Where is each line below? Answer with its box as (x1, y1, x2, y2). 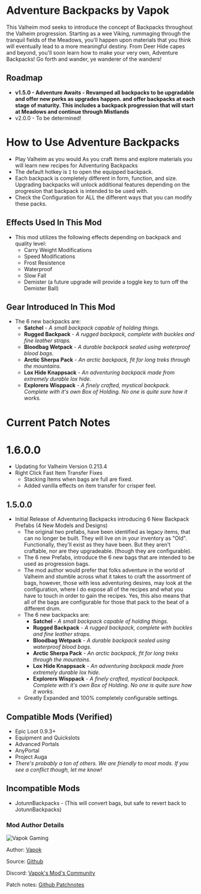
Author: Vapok (6, 846, 42, 854)
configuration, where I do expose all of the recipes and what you (23, 586, 184, 593)
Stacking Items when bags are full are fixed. (23, 476, 133, 483)
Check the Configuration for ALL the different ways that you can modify (14, 194, 192, 201)
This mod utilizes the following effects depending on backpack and (14, 233, 181, 240)
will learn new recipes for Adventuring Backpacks (14, 162, 138, 169)
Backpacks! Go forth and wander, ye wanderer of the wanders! (6, 55, 162, 63)
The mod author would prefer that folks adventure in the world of (23, 566, 185, 574)
